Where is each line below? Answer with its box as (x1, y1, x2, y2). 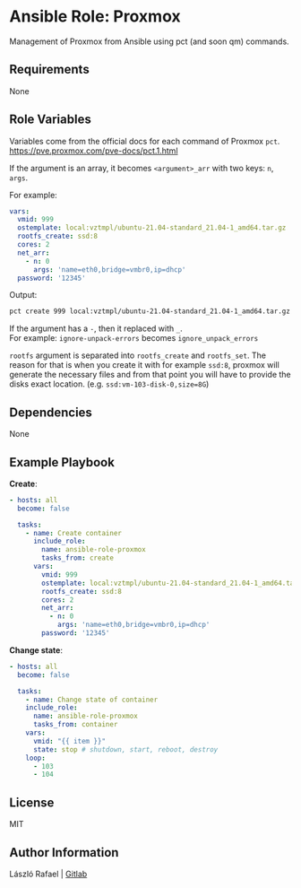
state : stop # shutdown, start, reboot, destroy (32, 744, 219, 754)
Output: (9, 290, 38, 300)
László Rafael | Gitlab (9, 868, 88, 879)
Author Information (9, 845, 119, 860)
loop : (25, 753, 47, 762)
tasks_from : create (41, 553, 115, 562)
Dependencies (9, 405, 92, 420)
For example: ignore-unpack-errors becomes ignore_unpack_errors (9, 333, 259, 344)
